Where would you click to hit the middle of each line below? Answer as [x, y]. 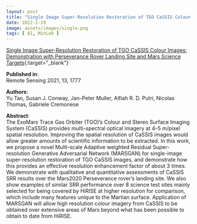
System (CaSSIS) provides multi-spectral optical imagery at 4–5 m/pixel [93, 129]
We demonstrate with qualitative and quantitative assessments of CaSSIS [95, 172]
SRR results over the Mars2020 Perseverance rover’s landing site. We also [96, 179]
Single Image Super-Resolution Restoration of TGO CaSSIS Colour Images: [97, 50]
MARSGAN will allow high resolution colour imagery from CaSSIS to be [92, 203]
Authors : [17, 92]
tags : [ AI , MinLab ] [33, 34]
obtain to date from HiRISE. [39, 216]
